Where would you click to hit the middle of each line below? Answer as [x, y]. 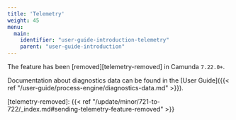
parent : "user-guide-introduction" [73, 47]
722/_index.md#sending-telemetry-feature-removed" [85, 109]
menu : [15, 27]
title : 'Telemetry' [36, 14]
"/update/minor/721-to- [126, 102]
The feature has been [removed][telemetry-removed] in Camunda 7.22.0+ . [116, 67]
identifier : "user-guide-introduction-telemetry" [95, 40]
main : [22, 34]
